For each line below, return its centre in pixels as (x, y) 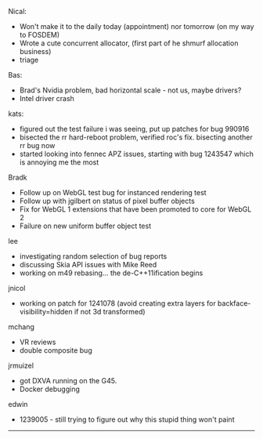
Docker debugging (50, 389)
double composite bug (56, 350)
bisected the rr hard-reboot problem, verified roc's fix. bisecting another (136, 137)
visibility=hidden (46, 312)
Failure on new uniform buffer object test (85, 226)
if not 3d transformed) (110, 312)
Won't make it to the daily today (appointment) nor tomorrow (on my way (137, 26)
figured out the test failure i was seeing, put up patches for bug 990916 (134, 129)
